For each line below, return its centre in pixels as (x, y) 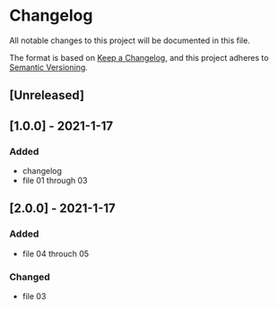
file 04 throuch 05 (56, 253)
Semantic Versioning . (48, 67)
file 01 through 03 (55, 181)
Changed (30, 277)
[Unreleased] (47, 95)
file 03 (34, 296)
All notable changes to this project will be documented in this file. (130, 40)
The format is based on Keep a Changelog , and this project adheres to (139, 57)
